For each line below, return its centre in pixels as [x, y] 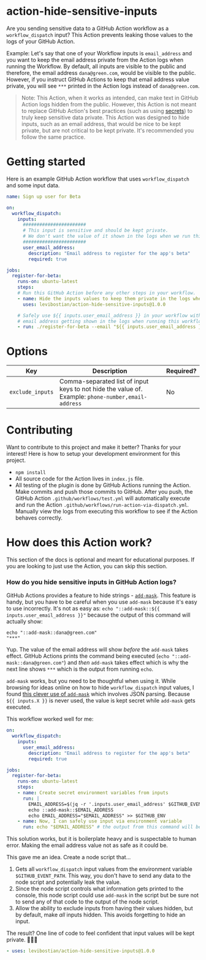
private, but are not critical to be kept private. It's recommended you [108, 130]
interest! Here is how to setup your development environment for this [93, 454]
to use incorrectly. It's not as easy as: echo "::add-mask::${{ [83, 609]
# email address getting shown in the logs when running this [98, 321]
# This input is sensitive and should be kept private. [95, 231]
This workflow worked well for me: [50, 719]
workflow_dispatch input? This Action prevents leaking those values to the [100, 34]
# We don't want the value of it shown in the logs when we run [106, 236]
